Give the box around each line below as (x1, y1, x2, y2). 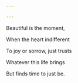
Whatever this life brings (6, 58, 66, 65)
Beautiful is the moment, (6, 24, 66, 31)
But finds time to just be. (6, 70, 66, 77)
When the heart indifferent (6, 36, 70, 43)
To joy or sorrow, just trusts (6, 47, 72, 54)
